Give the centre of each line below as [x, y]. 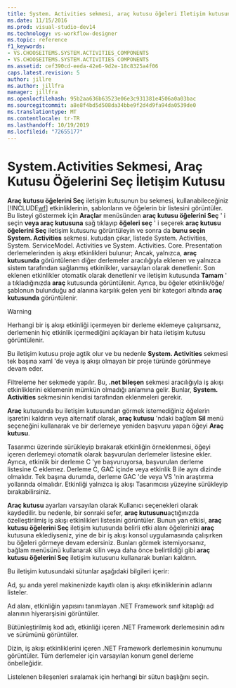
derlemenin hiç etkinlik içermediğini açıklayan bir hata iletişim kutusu [106, 333]
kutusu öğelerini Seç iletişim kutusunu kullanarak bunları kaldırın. [102, 558]
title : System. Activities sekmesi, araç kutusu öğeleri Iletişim [106, 14]
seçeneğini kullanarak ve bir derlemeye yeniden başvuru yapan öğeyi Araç [116, 426]
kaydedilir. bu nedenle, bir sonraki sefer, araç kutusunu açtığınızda [103, 513]
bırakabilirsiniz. [29, 492]
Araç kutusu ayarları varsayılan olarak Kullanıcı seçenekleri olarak [103, 505]
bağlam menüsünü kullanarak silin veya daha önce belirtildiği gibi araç [109, 550]
